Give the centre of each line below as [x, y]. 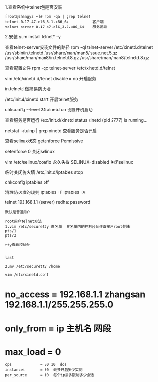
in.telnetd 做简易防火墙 [28, 89]
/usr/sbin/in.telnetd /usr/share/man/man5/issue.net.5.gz [61, 53]
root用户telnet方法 [23, 221]
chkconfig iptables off [27, 182]
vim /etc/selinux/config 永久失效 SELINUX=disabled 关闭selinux [69, 162]
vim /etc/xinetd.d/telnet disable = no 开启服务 [51, 78]
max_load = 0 [33, 351]
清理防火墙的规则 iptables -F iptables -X [45, 192]
